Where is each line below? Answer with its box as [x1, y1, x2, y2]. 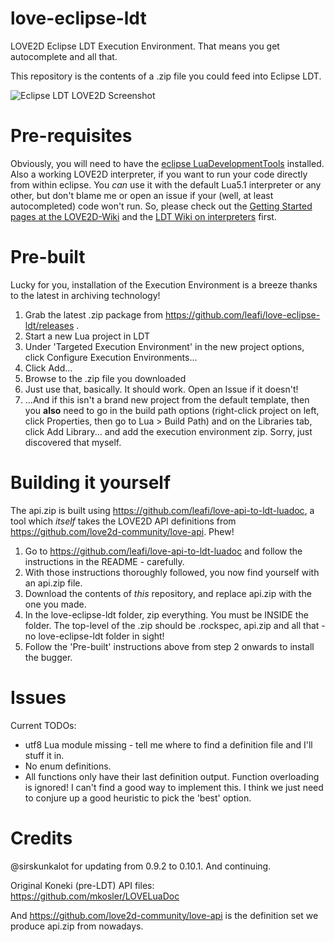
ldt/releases [24, 319, 75, 331]
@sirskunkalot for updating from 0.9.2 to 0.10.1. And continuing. [10, 860, 272, 872]
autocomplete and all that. [10, 50, 118, 62]
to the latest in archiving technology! [10, 289, 161, 301]
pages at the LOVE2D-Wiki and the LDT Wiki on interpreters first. [10, 210, 277, 222]
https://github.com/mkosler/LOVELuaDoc [10, 890, 180, 902]
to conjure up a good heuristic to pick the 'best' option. [24, 792, 252, 804]
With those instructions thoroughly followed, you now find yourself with [24, 566, 320, 578]
